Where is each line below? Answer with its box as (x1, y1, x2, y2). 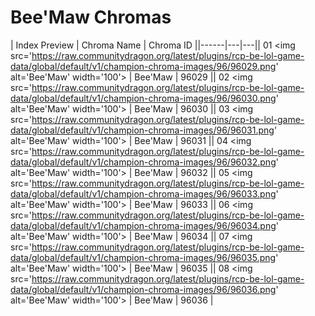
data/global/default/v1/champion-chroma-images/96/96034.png (10, 219, 277, 231)
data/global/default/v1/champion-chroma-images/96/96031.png (10, 124, 275, 136)
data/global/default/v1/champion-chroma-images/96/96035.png (10, 251, 277, 263)
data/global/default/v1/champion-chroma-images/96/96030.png (10, 92, 277, 104)
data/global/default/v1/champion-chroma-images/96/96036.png (10, 283, 277, 295)
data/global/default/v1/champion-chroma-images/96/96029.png (10, 60, 277, 72)
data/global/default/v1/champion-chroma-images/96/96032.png (10, 156, 277, 168)
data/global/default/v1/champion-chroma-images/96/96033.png (10, 187, 277, 200)
